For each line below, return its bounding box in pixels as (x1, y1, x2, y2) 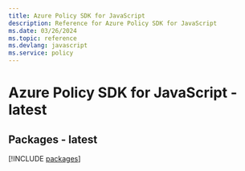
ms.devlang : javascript (8, 42, 88, 50)
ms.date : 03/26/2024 (8, 26, 78, 35)
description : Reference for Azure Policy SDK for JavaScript (8, 19, 218, 27)
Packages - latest (8, 132, 98, 146)
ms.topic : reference (8, 34, 78, 43)
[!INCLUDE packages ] (8, 154, 81, 163)
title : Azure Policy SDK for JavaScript (8, 11, 146, 20)
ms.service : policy (8, 49, 74, 57)
